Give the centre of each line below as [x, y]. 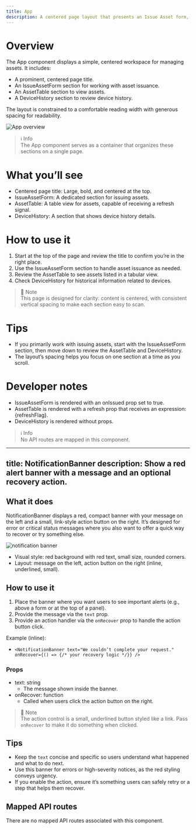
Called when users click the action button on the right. [88, 701]
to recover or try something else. [45, 534]
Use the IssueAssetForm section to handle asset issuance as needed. [98, 268]
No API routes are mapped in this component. [75, 440]
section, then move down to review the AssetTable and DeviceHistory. [99, 351]
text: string [27, 682]
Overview [30, 46]
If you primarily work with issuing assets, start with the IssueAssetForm [100, 344]
